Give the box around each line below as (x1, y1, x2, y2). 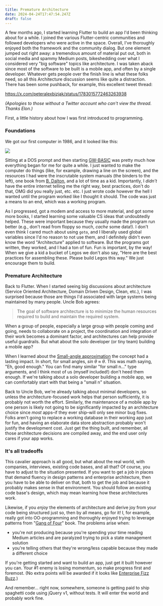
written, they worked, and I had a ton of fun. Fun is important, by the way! (5, 244, 152, 250)
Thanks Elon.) (5, 106, 33, 111)
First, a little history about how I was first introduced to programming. (5, 115, 144, 121)
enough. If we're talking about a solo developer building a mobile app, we (5, 374, 152, 380)
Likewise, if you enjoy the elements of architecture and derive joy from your (5, 504, 157, 511)
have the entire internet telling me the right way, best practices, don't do (5, 183, 150, 189)
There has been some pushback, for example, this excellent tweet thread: (5, 82, 153, 87)
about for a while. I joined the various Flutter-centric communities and (5, 35, 145, 41)
